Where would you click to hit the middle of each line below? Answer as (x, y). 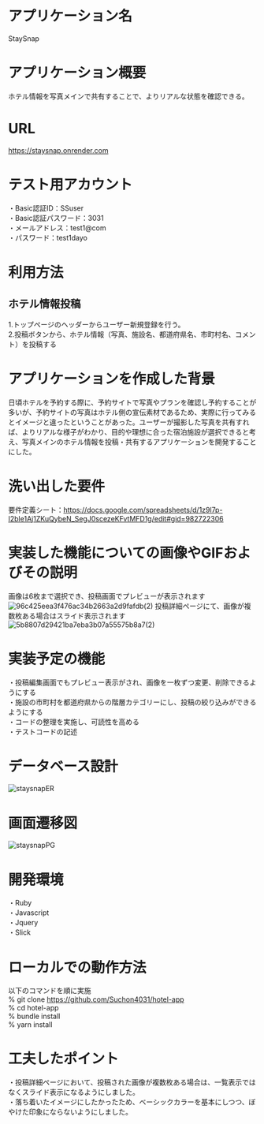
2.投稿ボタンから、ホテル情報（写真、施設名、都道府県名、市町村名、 (122, 334)
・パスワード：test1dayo (48, 237)
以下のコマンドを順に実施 (50, 991)
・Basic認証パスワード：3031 (56, 218)
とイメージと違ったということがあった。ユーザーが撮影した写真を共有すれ (129, 422)
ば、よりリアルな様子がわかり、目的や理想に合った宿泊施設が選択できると (129, 431)
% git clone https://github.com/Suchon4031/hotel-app (96, 999)
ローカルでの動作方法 (78, 967)
